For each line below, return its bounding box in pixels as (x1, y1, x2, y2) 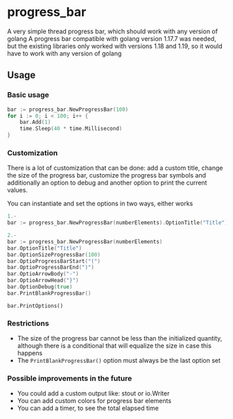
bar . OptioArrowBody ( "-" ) (7, 271, 79, 277)
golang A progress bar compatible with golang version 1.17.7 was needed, (7, 34, 216, 42)
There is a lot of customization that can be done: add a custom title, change (7, 164, 223, 172)
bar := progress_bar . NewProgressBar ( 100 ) (7, 105, 129, 113)
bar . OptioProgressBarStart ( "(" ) (7, 257, 101, 264)
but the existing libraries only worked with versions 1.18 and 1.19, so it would (7, 42, 223, 50)
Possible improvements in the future (7, 374, 132, 384)
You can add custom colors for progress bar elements (17, 397, 172, 405)
